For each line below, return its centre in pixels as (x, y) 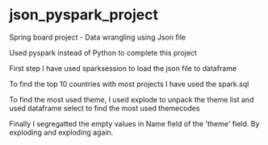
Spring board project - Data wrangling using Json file (98, 37)
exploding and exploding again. (61, 132)
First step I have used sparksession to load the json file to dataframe (123, 68)
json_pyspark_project (84, 15)
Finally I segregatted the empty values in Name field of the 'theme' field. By (134, 123)
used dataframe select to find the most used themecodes (105, 108)
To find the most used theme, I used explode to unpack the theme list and (132, 99)
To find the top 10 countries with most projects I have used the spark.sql (129, 84)
